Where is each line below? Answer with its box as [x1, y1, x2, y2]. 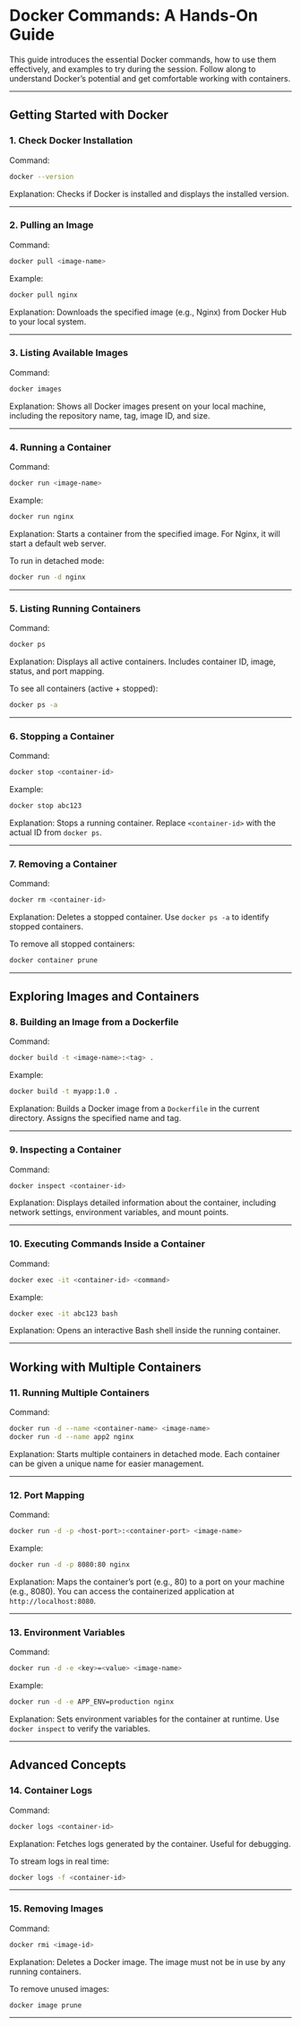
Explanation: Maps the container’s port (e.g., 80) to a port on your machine [9, 1576, 285, 1587]
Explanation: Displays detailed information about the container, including [9, 1197, 277, 1208]
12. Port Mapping [9, 1488, 85, 1501]
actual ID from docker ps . [9, 826, 103, 838]
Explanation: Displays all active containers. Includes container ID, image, [9, 656, 276, 667]
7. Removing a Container [9, 858, 118, 870]
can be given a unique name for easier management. [9, 1458, 204, 1469]
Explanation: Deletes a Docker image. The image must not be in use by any [9, 1956, 286, 1967]
